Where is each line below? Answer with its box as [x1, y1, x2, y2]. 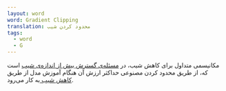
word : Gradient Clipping [7, 17, 79, 23]
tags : [7, 29, 23, 37]
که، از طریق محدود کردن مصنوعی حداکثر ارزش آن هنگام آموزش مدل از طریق [7, 68, 208, 77]
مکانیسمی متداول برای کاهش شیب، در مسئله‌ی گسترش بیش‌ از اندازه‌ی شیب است [7, 61, 220, 69]
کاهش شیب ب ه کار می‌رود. [7, 76, 74, 83]
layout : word [7, 10, 45, 17]
